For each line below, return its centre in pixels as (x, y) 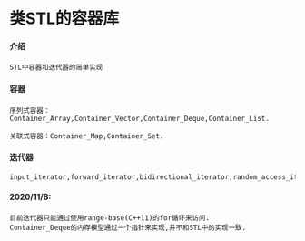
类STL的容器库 (64, 19)
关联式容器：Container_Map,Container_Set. (87, 136)
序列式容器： (30, 110)
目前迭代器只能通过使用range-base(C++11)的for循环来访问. (110, 218)
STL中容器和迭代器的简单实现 (56, 68)
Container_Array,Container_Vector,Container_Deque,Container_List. (140, 118)
